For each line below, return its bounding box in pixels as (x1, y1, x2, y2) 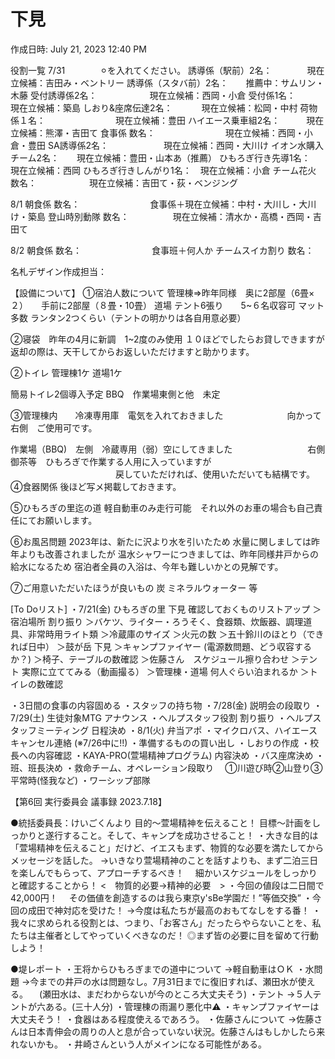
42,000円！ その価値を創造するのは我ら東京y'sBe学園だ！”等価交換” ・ (10, 891, 313, 904)
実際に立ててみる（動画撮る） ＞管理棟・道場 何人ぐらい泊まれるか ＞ (21, 665, 310, 677)
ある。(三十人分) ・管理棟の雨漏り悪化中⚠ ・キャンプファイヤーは (44, 1000, 320, 1012)
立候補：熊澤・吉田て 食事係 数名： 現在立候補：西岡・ (10, 126, 305, 139)
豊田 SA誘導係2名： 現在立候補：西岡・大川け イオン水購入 (27, 139, 324, 151)
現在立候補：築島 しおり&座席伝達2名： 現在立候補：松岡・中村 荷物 (10, 101, 318, 114)
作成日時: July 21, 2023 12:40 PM (10, 43, 147, 55)
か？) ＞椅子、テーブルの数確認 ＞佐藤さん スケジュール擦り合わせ (10, 653, 290, 665)
